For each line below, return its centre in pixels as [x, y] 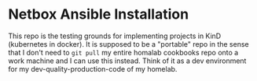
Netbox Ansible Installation [99, 14]
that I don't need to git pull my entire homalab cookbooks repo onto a [123, 52]
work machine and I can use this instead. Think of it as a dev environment [127, 61]
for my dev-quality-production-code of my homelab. [93, 69]
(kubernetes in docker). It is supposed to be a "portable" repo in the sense [128, 44]
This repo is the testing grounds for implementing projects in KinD [115, 36]
